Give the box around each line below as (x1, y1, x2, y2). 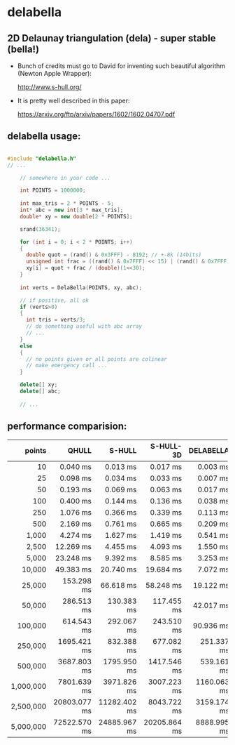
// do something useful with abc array (25, 323, 142, 330)
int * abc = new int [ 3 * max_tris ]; (20, 206, 124, 214)
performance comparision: (7, 421, 127, 433)
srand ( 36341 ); (20, 225, 61, 232)
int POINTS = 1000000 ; (20, 187, 86, 194)
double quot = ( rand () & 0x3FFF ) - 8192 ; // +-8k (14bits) (25, 251, 202, 258)
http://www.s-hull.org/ (17, 83, 82, 91)
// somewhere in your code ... (20, 174, 111, 181)
